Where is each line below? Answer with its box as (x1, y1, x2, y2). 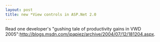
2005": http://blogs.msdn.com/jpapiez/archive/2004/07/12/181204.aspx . (5, 31, 156, 37)
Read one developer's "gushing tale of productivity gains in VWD (5, 25, 141, 31)
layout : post (5, 7, 33, 12)
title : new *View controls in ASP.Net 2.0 (5, 12, 97, 17)
